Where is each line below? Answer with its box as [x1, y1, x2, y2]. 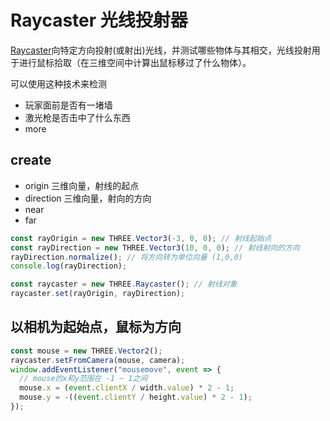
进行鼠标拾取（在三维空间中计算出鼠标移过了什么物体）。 [18, 56, 252, 68]
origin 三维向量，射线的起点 [24, 179, 140, 191]
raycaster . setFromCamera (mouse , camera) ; [10, 355, 186, 365]
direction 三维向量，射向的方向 [24, 192, 152, 204]
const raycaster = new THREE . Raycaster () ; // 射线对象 [10, 279, 238, 290]
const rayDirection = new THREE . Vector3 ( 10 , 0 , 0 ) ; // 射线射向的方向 [10, 242, 300, 253]
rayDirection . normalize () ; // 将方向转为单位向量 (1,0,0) [10, 252, 243, 262]
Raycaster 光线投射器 [10, 9, 188, 32]
